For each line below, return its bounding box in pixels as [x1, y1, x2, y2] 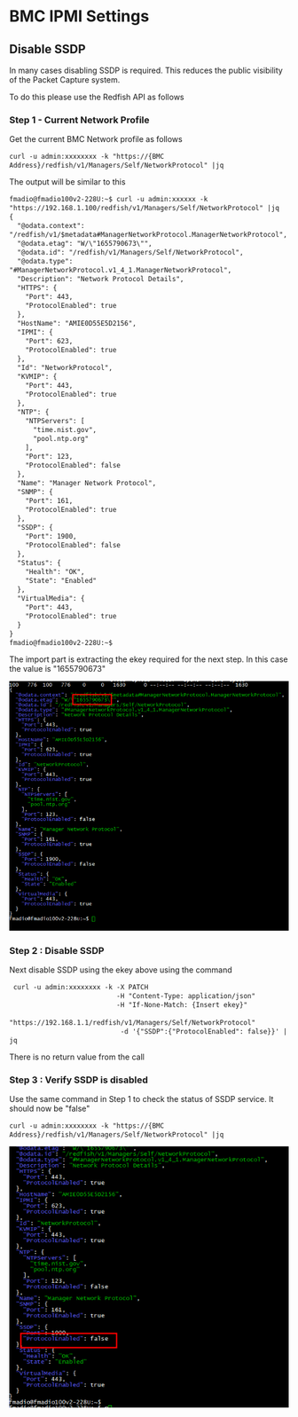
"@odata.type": [17, 257, 74, 266]
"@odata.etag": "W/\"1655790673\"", [17, 240, 153, 248]
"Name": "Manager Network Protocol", [17, 479, 157, 488]
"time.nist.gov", [32, 426, 98, 435]
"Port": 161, [25, 497, 74, 506]
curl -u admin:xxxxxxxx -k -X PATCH [12, 983, 149, 992]
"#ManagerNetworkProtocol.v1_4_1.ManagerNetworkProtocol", [9, 266, 232, 275]
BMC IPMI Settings [9, 6, 150, 27]
